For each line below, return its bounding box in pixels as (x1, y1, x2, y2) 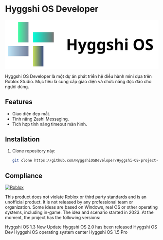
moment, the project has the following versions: (5, 215, 101, 221)
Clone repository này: (12, 148, 56, 154)
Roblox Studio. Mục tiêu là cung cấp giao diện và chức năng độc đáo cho (5, 78, 152, 84)
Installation (5, 135, 40, 143)
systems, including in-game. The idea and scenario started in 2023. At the (5, 209, 154, 215)
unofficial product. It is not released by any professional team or (5, 199, 133, 205)
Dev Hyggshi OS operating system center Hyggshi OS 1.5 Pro (5, 229, 128, 235)
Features (5, 98, 33, 106)
